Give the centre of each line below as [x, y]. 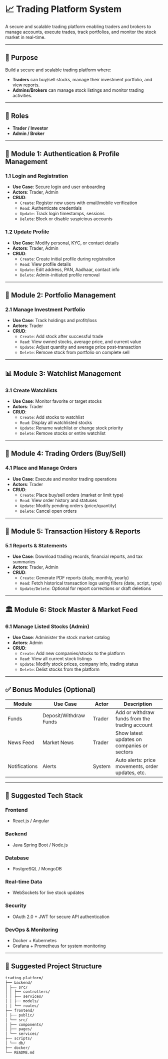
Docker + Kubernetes [34, 940]
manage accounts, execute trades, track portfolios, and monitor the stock [81, 32]
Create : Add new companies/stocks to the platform [72, 653]
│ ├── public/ [20, 1015]
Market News [58, 742]
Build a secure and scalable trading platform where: [58, 70]
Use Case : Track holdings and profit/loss [54, 321]
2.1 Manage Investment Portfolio [45, 310]
